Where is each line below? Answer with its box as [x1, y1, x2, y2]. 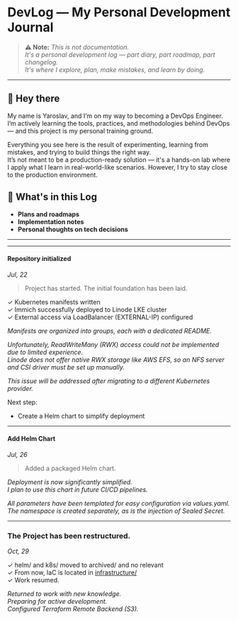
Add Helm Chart [7, 434, 56, 443]
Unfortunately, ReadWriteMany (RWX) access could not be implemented [7, 340, 220, 348]
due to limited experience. [7, 348, 84, 356]
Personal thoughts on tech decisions [17, 225, 129, 233]
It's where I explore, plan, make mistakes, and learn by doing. [24, 65, 205, 74]
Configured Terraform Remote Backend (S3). [7, 604, 139, 614]
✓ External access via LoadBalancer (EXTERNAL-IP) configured [7, 313, 193, 321]
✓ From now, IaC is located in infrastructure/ [7, 568, 137, 577]
